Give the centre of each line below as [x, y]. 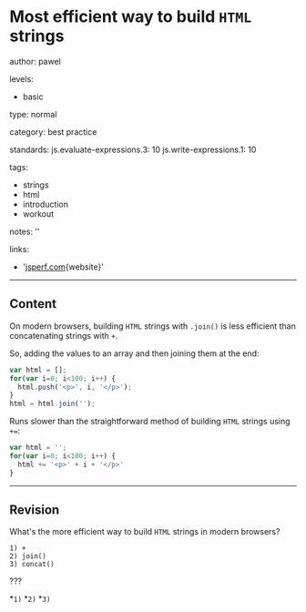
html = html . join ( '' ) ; [52, 404]
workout [38, 214]
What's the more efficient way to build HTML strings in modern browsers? [145, 532]
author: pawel [35, 61]
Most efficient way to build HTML [131, 17]
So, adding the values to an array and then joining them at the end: [134, 353]
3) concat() [32, 565]
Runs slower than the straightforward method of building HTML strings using [150, 422]
